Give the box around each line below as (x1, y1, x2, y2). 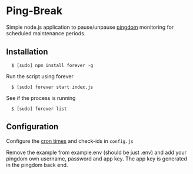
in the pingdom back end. (6, 161, 68, 168)
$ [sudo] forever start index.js (11, 84, 94, 90)
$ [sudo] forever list (11, 106, 67, 112)
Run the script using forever (6, 72, 74, 80)
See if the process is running (6, 94, 76, 101)
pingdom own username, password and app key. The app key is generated (6, 155, 187, 162)
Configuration (6, 122, 59, 132)
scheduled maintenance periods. (6, 29, 86, 36)
